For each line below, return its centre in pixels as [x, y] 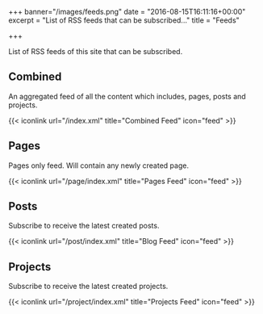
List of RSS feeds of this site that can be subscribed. [96, 51]
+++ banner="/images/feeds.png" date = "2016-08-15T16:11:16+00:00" [127, 12]
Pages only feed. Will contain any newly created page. [99, 165]
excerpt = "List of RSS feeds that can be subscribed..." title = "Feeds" [124, 20]
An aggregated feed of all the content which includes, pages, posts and [127, 96]
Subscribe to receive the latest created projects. [88, 287]
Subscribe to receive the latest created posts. [84, 226]
